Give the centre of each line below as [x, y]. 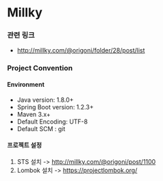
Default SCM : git [41, 128]
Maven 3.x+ [34, 114]
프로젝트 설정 [25, 145]
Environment [26, 84]
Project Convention [40, 68]
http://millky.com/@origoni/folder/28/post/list [81, 51]
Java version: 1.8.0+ [45, 100]
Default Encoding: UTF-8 [52, 122]
